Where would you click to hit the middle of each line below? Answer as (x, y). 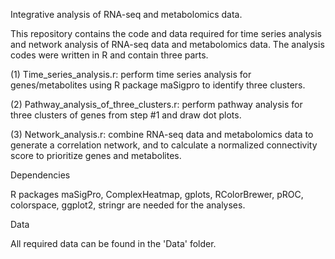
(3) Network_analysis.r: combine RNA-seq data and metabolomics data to (162, 134)
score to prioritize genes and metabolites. (96, 155)
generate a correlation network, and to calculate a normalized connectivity (164, 145)
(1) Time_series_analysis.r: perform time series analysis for (131, 74)
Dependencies (40, 175)
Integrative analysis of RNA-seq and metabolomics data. (126, 14)
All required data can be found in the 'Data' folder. (113, 243)
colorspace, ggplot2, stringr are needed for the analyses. (128, 205)
